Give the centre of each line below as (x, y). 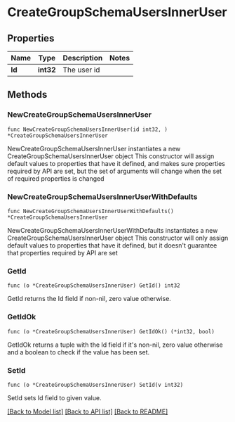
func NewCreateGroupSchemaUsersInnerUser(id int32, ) (88, 129)
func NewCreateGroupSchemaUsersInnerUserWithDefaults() (90, 211)
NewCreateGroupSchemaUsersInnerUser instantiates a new (94, 148)
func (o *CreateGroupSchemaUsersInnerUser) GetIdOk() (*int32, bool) (111, 331)
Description (83, 58)
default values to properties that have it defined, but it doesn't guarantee (112, 245)
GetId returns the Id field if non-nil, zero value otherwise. (89, 299)
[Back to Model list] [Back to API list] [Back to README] (88, 411)
